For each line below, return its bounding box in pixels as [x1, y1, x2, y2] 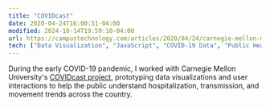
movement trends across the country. [8, 89, 133, 99]
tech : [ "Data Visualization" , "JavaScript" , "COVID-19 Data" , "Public [8, 42, 250, 50]
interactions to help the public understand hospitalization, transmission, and [8, 81, 260, 91]
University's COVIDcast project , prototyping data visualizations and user [8, 72, 248, 82]
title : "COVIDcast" [8, 11, 74, 20]
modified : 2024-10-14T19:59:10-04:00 [8, 27, 135, 35]
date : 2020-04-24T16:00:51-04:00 [8, 19, 121, 27]
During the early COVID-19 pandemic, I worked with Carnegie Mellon [8, 64, 236, 73]
